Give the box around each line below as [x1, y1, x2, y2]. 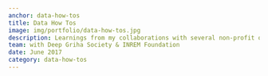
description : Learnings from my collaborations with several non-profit [8, 33, 255, 42]
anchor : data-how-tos [8, 11, 81, 20]
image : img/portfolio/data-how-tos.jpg [8, 26, 141, 34]
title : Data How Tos [8, 19, 77, 27]
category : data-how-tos [8, 56, 88, 64]
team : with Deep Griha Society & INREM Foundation [8, 41, 180, 49]
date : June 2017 [8, 48, 62, 56]
